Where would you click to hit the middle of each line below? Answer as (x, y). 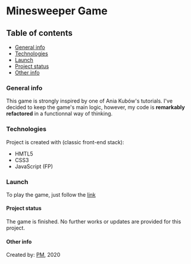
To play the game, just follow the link (51, 194)
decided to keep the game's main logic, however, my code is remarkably (96, 107)
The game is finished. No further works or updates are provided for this (94, 222)
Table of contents (39, 33)
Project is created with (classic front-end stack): (65, 142)
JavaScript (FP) (34, 166)
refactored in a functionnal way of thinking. (60, 114)
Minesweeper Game (57, 11)
